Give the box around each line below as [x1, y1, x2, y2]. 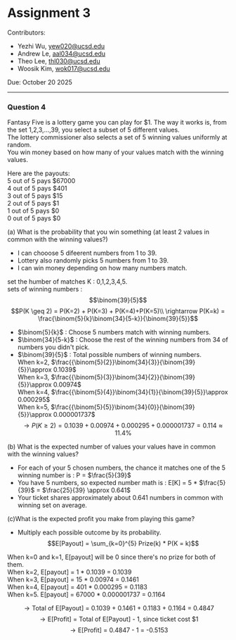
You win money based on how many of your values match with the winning [7, 148, 224, 156]
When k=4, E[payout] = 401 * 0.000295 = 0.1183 [7, 583, 147, 591]
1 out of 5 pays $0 [7, 206, 60, 215]
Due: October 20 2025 [7, 77, 72, 86]
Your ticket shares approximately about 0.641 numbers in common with [17, 494, 223, 502]
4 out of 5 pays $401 [7, 184, 68, 193]
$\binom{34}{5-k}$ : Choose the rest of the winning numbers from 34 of [17, 336, 228, 344]
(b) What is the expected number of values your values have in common [7, 442, 216, 451]
